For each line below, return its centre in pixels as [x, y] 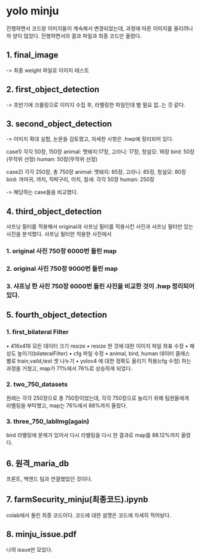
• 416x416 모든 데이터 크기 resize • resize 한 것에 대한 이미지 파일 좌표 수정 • [97, 346]
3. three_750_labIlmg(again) [48, 421]
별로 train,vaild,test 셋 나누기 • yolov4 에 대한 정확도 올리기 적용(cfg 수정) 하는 [99, 361]
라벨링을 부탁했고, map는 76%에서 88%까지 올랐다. [67, 405]
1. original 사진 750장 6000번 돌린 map [61, 251]
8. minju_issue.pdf [41, 534]
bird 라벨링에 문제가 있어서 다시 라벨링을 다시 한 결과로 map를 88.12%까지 [93, 435]
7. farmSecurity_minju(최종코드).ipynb [77, 499]
